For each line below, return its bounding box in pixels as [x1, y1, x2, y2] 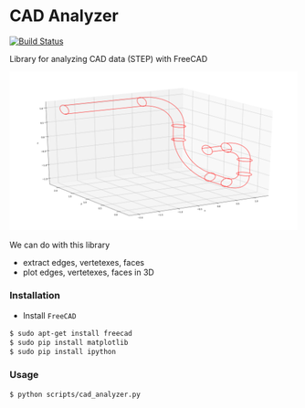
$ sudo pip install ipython [9, 347, 117, 356]
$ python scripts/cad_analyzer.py [9, 390, 142, 400]
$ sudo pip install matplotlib [9, 338, 129, 347]
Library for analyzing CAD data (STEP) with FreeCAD [9, 53, 208, 64]
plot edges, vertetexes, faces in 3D [22, 267, 155, 277]
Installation [9, 289, 61, 302]
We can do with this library [9, 239, 110, 250]
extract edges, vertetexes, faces [22, 256, 144, 267]
